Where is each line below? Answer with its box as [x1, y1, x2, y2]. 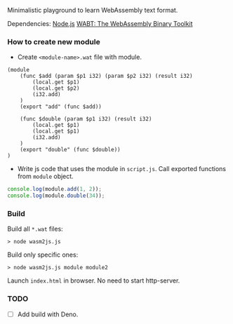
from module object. [17, 172, 74, 181]
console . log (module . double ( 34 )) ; [7, 192, 105, 199]
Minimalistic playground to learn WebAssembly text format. [7, 6, 178, 14]
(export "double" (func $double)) [20, 147, 121, 154]
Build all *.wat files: [7, 224, 63, 234]
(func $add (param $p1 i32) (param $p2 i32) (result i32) [20, 73, 193, 80]
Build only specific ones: [7, 250, 79, 259]
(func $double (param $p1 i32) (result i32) [20, 116, 152, 123]
